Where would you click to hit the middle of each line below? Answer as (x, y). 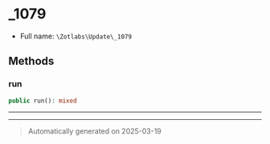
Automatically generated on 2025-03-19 (95, 131)
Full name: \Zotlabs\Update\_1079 (76, 36)
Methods (31, 61)
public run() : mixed (43, 101)
